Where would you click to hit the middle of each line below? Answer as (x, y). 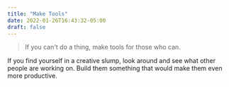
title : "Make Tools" (38, 14)
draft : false (27, 27)
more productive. (33, 76)
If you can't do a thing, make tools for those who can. (102, 47)
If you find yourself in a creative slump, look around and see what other (112, 61)
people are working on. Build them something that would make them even (115, 69)
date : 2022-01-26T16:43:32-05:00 (57, 21)
